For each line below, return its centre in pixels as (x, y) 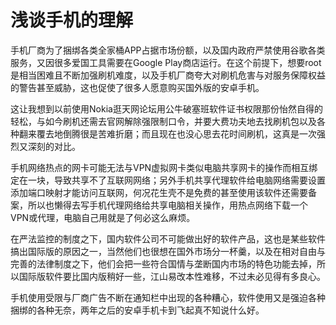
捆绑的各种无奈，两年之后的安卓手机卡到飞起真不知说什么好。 (137, 310)
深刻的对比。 (54, 146)
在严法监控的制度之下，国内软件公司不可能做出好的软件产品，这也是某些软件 (168, 238)
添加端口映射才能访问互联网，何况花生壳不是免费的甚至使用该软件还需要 (159, 192)
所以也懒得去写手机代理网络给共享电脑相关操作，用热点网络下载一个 (167, 205)
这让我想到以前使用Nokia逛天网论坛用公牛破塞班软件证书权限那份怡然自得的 (166, 108)
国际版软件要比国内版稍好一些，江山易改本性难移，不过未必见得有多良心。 (172, 276)
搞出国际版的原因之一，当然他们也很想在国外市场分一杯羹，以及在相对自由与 (168, 251)
